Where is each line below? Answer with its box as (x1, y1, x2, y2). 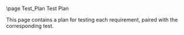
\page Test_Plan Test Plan (6, 5, 69, 12)
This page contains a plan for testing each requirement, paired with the (6, 16, 178, 23)
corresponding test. (6, 23, 54, 29)
